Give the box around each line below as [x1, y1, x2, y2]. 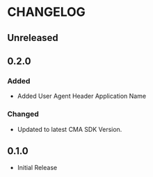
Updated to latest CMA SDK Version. [17, 125, 122, 133]
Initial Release [17, 164, 58, 172]
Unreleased [7, 32, 59, 44]
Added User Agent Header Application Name [17, 92, 147, 101]
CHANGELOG [7, 4, 86, 20]
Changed [7, 109, 40, 119]
